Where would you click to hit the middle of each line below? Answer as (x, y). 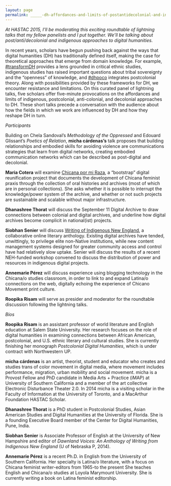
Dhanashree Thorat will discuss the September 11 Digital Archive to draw (82, 209)
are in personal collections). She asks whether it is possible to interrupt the (84, 189)
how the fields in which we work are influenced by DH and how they (77, 110)
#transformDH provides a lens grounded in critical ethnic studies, (74, 67)
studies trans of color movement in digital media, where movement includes (85, 367)
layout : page (19, 10)
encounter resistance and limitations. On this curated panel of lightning (80, 88)
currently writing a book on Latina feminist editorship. (61, 478)
